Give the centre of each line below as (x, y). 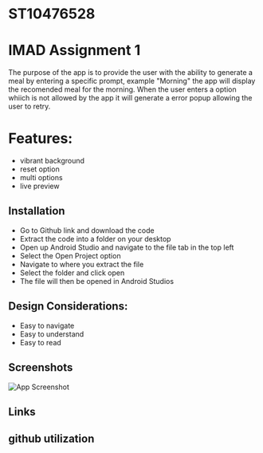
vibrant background (52, 161)
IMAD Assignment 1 (75, 51)
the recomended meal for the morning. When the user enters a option (122, 89)
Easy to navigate (47, 325)
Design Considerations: (68, 307)
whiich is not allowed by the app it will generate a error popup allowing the (130, 98)
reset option (39, 169)
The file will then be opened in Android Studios (96, 281)
